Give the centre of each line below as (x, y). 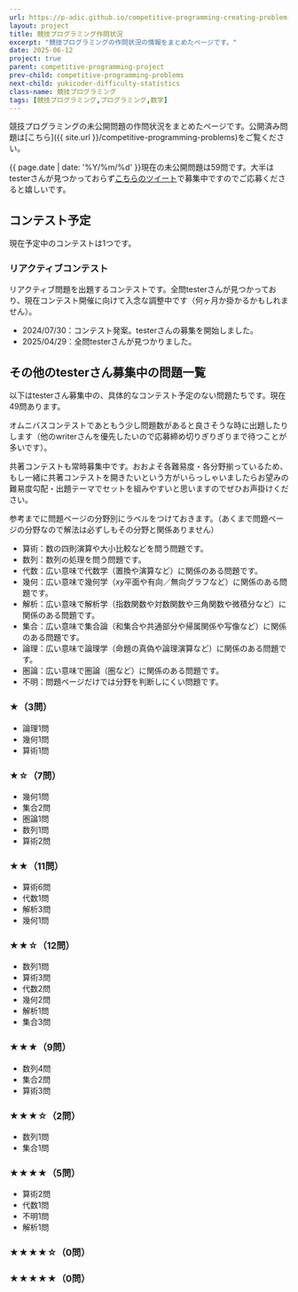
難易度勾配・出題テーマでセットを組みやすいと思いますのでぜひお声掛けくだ (149, 488)
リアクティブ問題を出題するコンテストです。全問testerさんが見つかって (139, 289)
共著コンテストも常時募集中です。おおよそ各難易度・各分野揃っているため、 (149, 466)
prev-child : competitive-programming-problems (97, 75)
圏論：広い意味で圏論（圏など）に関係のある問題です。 (123, 670)
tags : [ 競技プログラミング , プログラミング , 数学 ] (89, 100)
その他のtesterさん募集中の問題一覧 (108, 373)
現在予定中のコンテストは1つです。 (73, 243)
